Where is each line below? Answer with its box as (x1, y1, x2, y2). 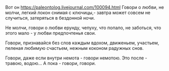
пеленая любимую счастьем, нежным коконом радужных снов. (5, 45, 144, 51)
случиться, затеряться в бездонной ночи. (5, 15, 95, 21)
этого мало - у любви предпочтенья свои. (5, 30, 96, 36)
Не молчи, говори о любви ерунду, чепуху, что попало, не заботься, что (5, 25, 161, 31)
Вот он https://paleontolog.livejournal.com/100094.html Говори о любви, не (5, 5, 164, 10)
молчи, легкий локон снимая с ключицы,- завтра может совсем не (5, 10, 151, 16)
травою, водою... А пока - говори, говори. (5, 60, 96, 66)
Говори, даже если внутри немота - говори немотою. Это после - (5, 55, 147, 61)
